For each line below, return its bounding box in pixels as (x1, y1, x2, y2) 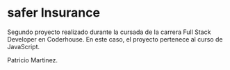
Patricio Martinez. (7, 55, 58, 64)
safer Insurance (7, 5, 101, 21)
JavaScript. (7, 42, 40, 51)
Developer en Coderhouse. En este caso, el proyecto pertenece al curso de (7, 35, 223, 43)
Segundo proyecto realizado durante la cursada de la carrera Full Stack (7, 28, 211, 36)
